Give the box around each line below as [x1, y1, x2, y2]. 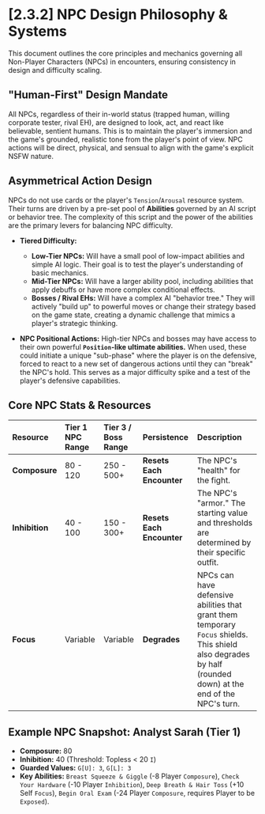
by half [196, 659, 223, 670]
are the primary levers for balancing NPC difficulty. [8, 220, 174, 230]
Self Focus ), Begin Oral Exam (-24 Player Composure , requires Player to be [19, 789, 255, 798]
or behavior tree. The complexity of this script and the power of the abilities [8, 212, 254, 221]
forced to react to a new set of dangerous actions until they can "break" [19, 358, 254, 369]
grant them [196, 609, 238, 620]
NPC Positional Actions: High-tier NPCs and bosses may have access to [19, 334, 257, 343]
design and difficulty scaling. [8, 65, 103, 74]
